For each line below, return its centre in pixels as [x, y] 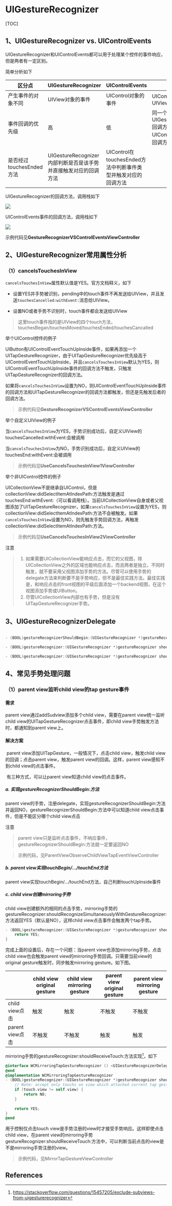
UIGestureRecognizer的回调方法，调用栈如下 [52, 196]
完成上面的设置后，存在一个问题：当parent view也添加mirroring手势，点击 [83, 950]
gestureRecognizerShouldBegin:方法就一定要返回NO [73, 844]
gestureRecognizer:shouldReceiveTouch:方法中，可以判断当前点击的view [82, 1141]
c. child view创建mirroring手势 [38, 894]
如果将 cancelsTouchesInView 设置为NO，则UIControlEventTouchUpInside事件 [86, 386]
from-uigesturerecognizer [40, 1198]
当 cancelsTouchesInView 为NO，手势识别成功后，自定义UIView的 [73, 448]
